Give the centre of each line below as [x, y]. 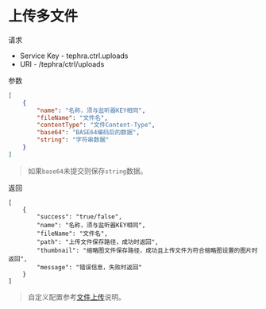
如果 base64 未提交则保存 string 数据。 [87, 171]
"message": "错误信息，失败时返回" [90, 267]
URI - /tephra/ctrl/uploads [62, 64]
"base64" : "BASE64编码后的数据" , [89, 133]
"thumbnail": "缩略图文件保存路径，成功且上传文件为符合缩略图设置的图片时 [147, 250]
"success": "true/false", [80, 216]
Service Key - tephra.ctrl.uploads [74, 56]
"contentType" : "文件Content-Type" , [96, 125]
